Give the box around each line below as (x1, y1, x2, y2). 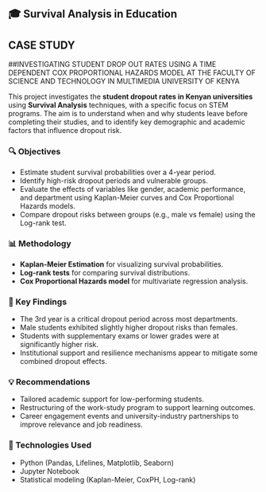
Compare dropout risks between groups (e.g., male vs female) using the (19, 209, 256, 219)
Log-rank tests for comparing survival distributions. (19, 267, 191, 277)
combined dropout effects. (19, 357, 107, 366)
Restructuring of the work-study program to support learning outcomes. (19, 403, 256, 412)
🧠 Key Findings (8, 296, 67, 307)
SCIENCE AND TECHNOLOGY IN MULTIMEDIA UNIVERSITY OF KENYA (8, 76, 240, 86)
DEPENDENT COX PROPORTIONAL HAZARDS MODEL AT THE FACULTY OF (8, 68, 256, 78)
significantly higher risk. (19, 340, 99, 349)
